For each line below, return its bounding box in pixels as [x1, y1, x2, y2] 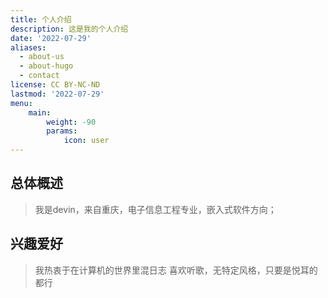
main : [28, 107, 52, 118]
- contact [19, 71, 60, 81]
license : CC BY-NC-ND [10, 80, 101, 90]
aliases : [10, 42, 47, 53]
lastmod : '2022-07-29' [10, 89, 105, 99]
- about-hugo [19, 61, 74, 71]
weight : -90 [46, 117, 97, 127]
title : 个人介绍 [10, 14, 72, 25]
